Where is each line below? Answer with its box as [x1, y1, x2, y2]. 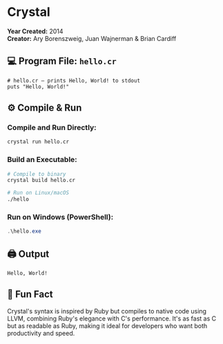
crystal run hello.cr [7, 138, 70, 145]
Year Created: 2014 [7, 27, 64, 35]
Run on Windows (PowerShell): [7, 212, 114, 222]
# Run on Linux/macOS [7, 190, 70, 197]
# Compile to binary [7, 170, 67, 177]
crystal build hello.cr [7, 177, 76, 184]
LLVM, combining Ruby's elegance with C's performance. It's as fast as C [7, 314, 216, 323]
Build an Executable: [7, 155, 77, 165]
